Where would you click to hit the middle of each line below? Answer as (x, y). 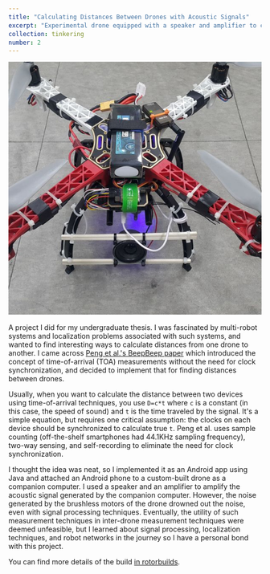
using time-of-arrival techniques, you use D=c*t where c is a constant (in (128, 403)
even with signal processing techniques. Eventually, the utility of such (123, 512)
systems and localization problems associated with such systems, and (125, 336)
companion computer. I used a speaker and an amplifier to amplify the (125, 486)
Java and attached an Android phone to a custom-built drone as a (117, 478)
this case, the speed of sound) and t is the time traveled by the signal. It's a (133, 411)
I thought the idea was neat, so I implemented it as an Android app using (128, 470)
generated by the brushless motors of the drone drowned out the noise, (127, 504)
